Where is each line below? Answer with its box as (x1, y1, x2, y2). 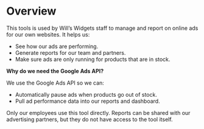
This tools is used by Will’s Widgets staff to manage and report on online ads (6, 24, 199, 32)
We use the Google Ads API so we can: (6, 79, 105, 86)
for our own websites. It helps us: (6, 30, 90, 38)
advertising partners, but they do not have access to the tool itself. (6, 116, 173, 123)
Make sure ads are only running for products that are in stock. (15, 55, 171, 63)
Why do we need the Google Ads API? (6, 67, 104, 74)
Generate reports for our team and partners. (15, 49, 126, 56)
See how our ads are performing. (15, 43, 99, 50)
